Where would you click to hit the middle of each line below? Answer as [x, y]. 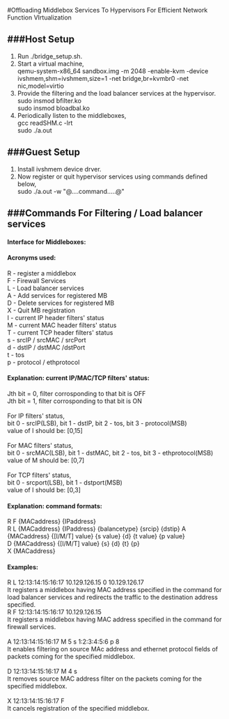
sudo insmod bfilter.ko [49, 100]
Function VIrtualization [39, 17]
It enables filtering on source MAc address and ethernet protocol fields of [112, 649]
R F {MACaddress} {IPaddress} [52, 522]
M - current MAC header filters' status [62, 325]
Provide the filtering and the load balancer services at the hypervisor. [117, 93]
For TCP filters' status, [39, 475]
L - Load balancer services [46, 288]
